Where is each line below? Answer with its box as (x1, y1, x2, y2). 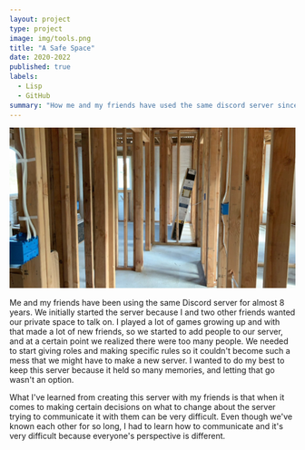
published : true (9, 63, 71, 72)
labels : (9, 73, 39, 82)
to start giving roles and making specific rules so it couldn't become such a (9, 346, 290, 356)
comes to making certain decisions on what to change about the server (9, 402, 276, 412)
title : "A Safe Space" (9, 44, 95, 53)
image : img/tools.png (9, 34, 92, 43)
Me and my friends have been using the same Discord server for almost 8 (9, 298, 285, 308)
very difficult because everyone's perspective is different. (9, 431, 226, 441)
